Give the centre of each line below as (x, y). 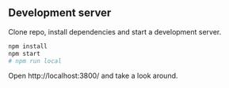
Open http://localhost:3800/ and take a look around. (93, 76)
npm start (25, 53)
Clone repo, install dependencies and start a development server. (115, 31)
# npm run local (35, 61)
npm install (28, 46)
